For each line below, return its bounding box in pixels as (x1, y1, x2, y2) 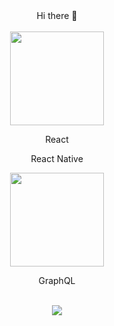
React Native (30, 153, 84, 164)
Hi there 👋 (36, 10, 78, 21)
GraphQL (38, 275, 76, 286)
